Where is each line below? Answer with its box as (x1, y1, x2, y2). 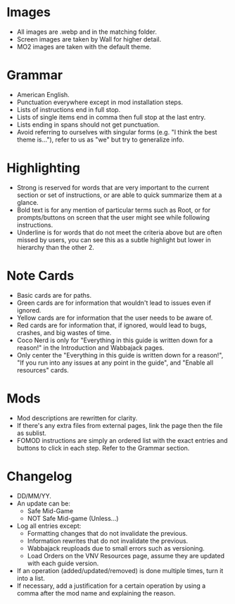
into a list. (16, 574, 45, 582)
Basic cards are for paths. (16, 291, 92, 299)
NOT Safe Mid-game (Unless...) (27, 514, 119, 522)
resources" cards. (16, 365, 70, 374)
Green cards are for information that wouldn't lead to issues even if (16, 298, 212, 307)
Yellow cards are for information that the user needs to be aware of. (16, 313, 213, 322)
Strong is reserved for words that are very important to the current (16, 183, 209, 191)
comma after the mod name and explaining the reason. (16, 589, 176, 597)
